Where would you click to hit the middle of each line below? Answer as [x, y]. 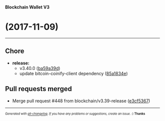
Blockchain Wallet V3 [27, 7]
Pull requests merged [39, 89]
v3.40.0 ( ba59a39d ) [40, 68]
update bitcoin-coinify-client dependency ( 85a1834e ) [74, 73]
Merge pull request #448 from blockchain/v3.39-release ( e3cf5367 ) [81, 101]
